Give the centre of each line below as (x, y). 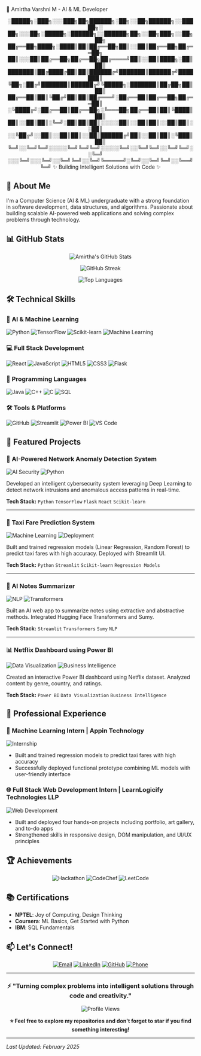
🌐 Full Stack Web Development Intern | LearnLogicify (85, 790)
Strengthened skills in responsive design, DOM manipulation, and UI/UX (103, 835)
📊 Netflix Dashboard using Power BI (60, 650)
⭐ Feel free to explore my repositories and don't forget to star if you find (100, 1021)
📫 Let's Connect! (39, 947)
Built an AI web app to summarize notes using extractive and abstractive (95, 611)
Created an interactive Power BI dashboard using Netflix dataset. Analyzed (98, 677)
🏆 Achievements (39, 861)
